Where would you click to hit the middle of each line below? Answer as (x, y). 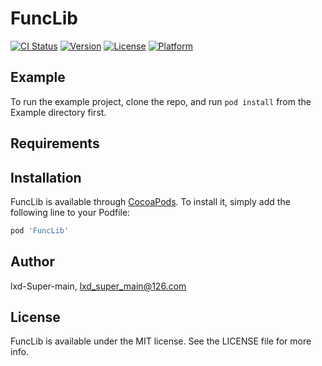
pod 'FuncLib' (40, 230)
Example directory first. (58, 112)
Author (32, 262)
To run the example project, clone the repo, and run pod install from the (161, 101)
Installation (46, 177)
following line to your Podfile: (70, 212)
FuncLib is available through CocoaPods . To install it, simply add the (150, 201)
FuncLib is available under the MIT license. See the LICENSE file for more (161, 341)
